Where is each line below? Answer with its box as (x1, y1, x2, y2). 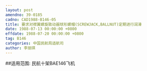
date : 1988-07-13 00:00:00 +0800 (5, 27, 77, 32)
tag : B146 (5, 36, 27, 41)
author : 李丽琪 (5, 45, 35, 51)
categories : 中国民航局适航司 (5, 41, 64, 46)
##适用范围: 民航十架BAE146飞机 (5, 60, 76, 66)
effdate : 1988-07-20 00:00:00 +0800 (5, 31, 84, 36)
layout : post (5, 7, 33, 13)
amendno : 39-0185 (5, 12, 43, 17)
